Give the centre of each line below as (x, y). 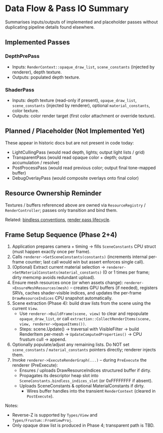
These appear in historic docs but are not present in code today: (70, 143)
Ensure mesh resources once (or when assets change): (67, 283)
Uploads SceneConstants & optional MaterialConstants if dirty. (82, 386)
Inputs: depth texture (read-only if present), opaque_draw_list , (74, 100)
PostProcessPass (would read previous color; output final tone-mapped (84, 168)
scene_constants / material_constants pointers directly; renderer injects (84, 350)
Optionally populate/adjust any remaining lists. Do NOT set (71, 345)
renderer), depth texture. (37, 72)
